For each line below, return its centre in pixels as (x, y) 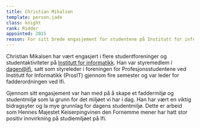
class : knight (24, 23)
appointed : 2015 (26, 34)
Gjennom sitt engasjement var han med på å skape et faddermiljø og (90, 93)
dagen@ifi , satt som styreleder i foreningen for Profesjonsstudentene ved (96, 69)
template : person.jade (34, 17)
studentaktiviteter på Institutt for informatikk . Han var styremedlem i (89, 63)
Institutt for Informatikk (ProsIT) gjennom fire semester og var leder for (93, 75)
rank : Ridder (22, 28)
